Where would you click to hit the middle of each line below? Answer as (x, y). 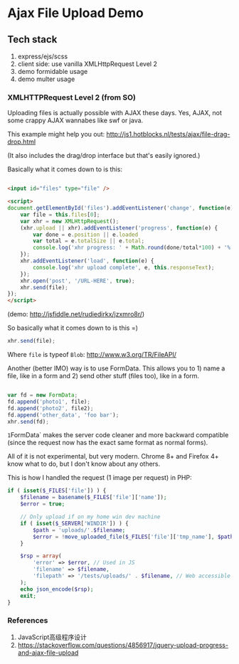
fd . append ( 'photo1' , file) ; (49, 402)
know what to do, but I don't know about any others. (84, 464)
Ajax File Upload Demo (75, 13)
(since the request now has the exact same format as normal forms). (108, 443)
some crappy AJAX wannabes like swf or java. (75, 121)
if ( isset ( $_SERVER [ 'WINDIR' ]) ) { (75, 523)
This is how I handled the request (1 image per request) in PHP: (100, 478)
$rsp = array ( (41, 556)
